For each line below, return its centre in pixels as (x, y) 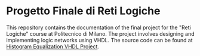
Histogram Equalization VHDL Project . (53, 46)
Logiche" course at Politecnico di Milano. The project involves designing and (100, 33)
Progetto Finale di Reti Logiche (83, 11)
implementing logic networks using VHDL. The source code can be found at (99, 40)
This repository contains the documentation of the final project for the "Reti (99, 27)
